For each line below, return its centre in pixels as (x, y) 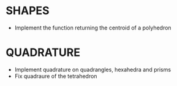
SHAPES (28, 11)
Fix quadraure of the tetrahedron (56, 76)
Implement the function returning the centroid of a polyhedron (93, 28)
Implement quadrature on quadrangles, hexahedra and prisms (93, 69)
